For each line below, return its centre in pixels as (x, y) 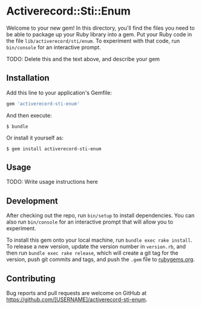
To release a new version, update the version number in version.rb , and (96, 247)
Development (32, 201)
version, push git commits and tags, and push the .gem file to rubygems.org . (101, 259)
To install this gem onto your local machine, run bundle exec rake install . (99, 240)
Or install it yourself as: (35, 138)
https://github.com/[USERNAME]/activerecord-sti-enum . (77, 300)
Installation (28, 78)
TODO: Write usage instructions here (52, 182)
